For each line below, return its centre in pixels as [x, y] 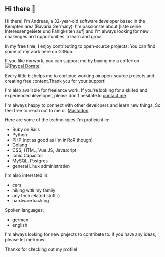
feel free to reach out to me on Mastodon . [48, 110]
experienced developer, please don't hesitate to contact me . [66, 95]
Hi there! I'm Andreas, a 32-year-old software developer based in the [75, 21]
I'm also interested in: [27, 175]
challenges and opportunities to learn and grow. [54, 36]
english [20, 225]
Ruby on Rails [26, 129]
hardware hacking [31, 200]
